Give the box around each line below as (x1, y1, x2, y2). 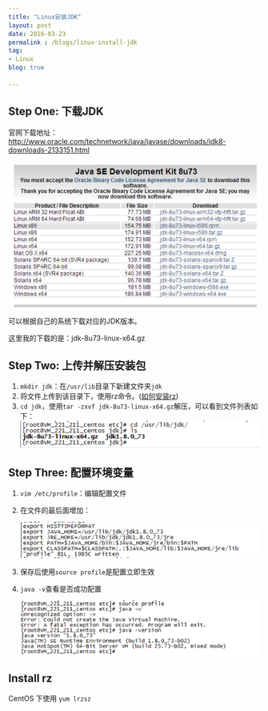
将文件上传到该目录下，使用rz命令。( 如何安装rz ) (19, 392, 179, 401)
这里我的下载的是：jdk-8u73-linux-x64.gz (8, 333, 146, 343)
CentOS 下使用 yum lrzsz (8, 693, 92, 704)
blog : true (8, 64, 45, 72)
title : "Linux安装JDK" (8, 13, 82, 21)
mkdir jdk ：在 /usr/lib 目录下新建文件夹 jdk (19, 381, 162, 392)
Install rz (8, 671, 53, 685)
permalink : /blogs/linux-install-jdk (8, 38, 138, 46)
